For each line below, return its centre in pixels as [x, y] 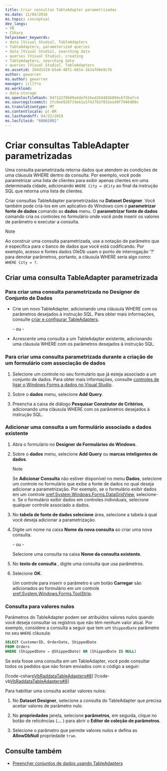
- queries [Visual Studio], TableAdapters [50, 65]
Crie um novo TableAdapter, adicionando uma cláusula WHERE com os [85, 309]
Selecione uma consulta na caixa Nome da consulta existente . [77, 554]
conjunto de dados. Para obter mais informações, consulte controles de [86, 379]
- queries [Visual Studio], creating [44, 56]
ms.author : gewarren [27, 79]
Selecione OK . [27, 573]
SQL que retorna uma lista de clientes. [44, 191]
